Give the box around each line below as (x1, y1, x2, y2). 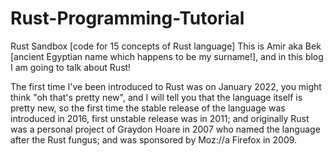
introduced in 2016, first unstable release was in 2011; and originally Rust (10, 112, 310, 124)
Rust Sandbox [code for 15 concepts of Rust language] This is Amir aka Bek (10, 40, 322, 52)
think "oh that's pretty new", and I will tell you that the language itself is (10, 91, 303, 103)
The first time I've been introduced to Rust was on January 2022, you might (10, 80, 322, 92)
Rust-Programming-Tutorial (10, 7, 245, 30)
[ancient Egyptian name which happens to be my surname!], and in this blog (10, 50, 324, 62)
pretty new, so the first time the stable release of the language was (10, 102, 286, 114)
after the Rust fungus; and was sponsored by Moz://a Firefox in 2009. (10, 133, 298, 146)
